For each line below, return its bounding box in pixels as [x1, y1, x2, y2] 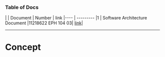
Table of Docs [5, 4, 39, 11]
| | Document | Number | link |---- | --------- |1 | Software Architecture [5, 15, 147, 21]
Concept [5, 42, 41, 53]
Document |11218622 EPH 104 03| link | [5, 20, 83, 26]
